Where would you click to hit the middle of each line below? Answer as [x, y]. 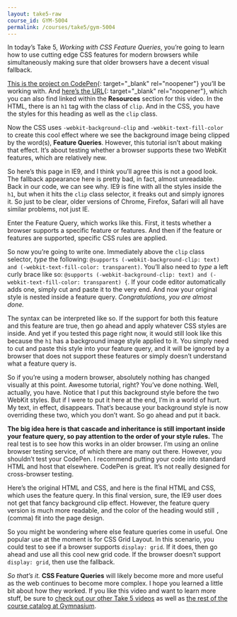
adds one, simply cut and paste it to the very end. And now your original [112, 290]
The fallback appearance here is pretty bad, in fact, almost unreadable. [111, 179]
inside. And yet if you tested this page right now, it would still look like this [115, 334]
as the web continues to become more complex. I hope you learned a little [115, 584]
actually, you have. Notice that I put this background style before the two [113, 393]
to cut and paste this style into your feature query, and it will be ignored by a [118, 349]
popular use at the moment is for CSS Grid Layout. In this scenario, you [111, 540]
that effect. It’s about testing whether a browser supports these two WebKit [117, 151]
